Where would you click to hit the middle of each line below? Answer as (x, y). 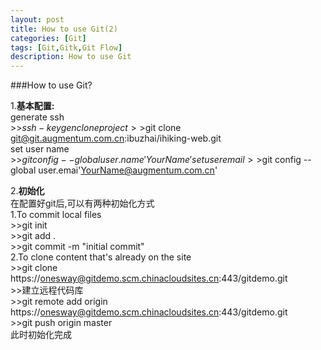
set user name (40, 149)
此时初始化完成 (41, 335)
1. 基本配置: (32, 106)
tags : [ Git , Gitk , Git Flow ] (66, 47)
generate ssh (37, 117)
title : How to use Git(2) (64, 29)
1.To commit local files (56, 215)
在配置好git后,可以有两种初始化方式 (82, 203)
